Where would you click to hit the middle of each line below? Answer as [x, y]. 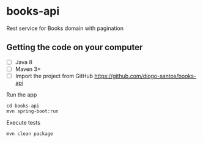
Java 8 [24, 62]
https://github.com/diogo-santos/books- [146, 76]
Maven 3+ [28, 69]
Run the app [22, 94]
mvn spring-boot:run [33, 111]
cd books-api [23, 106]
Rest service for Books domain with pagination [65, 28]
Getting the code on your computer [75, 47]
